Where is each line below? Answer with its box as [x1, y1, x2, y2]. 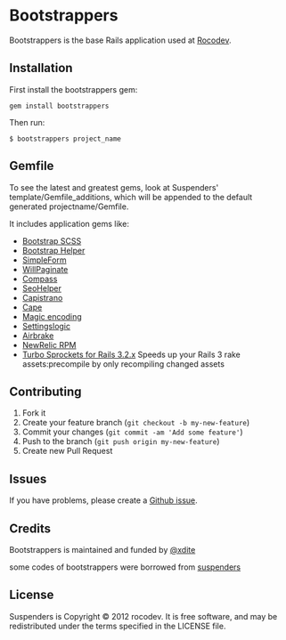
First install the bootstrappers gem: [9, 84, 138, 94]
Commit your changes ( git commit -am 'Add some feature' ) [21, 426, 243, 437]
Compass [21, 273, 58, 284]
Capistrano [21, 292, 63, 303]
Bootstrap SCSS [21, 235, 82, 246]
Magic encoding [21, 311, 82, 321]
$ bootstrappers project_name [9, 134, 122, 143]
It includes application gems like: [9, 218, 129, 229]
